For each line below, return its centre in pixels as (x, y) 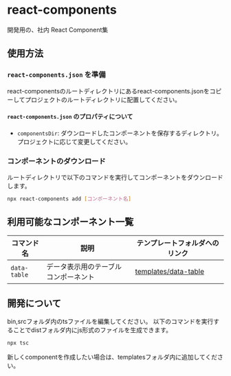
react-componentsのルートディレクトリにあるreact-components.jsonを (108, 91)
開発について (34, 304)
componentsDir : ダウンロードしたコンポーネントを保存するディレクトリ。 (120, 133)
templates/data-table (170, 271)
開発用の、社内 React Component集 (58, 30)
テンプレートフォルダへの (178, 243)
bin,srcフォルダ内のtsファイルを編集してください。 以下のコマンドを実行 (110, 321)
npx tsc (18, 343)
